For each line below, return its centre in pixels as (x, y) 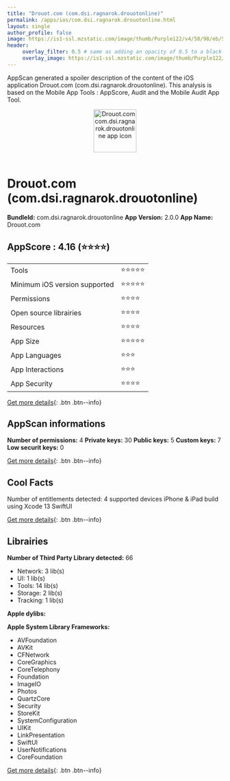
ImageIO (29, 683)
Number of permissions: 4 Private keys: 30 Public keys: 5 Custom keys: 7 (114, 440)
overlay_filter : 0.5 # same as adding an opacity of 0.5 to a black (122, 52)
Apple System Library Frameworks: (59, 626)
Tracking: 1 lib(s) (40, 600)
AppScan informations (56, 423)
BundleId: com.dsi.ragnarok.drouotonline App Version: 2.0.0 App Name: (110, 217)
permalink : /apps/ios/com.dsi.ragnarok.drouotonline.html (91, 20)
